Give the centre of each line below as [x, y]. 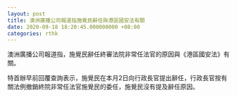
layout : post [26, 14]
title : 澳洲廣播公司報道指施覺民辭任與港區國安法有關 [76, 20]
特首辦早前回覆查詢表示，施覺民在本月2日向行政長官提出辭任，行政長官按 [114, 78]
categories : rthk [33, 33]
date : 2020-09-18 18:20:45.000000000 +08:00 [74, 27]
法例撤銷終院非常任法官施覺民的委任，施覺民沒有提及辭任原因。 [106, 87]
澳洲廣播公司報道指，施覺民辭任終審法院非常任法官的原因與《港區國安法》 [115, 54]
